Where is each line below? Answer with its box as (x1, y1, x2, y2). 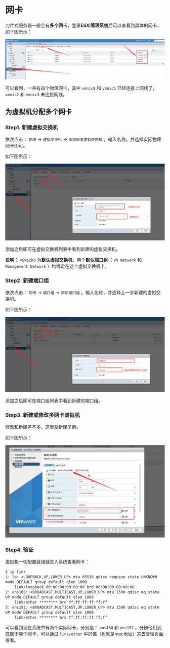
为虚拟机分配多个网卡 (5, 107, 72, 116)
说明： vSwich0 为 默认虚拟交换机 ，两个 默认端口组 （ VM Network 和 (5, 257, 142, 263)
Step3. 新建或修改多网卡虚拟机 (5, 411, 80, 418)
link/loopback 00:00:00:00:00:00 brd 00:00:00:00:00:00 (14, 585, 135, 590)
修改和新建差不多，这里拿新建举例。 (5, 424, 81, 430)
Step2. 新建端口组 (5, 277, 49, 284)
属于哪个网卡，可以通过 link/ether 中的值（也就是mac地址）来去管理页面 (9, 631, 163, 637)
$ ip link (5, 570, 26, 575)
